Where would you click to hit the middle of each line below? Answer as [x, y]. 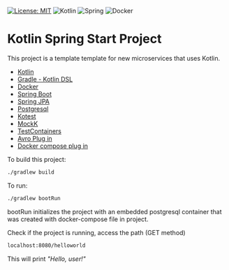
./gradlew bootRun [34, 198]
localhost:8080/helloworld [46, 245]
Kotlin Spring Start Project [84, 39]
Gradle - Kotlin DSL [45, 79]
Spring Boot [35, 93]
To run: [17, 186]
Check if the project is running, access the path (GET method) [97, 232]
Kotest [27, 116]
